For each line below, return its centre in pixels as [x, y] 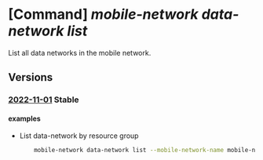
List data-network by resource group [79, 136]
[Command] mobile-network [103, 15]
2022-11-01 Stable [44, 100]
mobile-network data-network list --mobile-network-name [129, 151]
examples [24, 118]
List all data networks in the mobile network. [80, 53]
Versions [31, 77]
